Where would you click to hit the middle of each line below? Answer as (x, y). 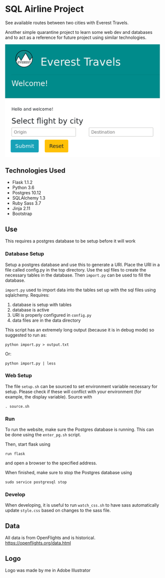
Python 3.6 (23, 187)
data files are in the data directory (46, 320)
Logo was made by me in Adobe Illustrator (48, 570)
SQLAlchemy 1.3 (29, 198)
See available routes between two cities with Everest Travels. (67, 23)
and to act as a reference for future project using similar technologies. (76, 37)
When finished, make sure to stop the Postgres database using (69, 473)
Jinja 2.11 (21, 209)
